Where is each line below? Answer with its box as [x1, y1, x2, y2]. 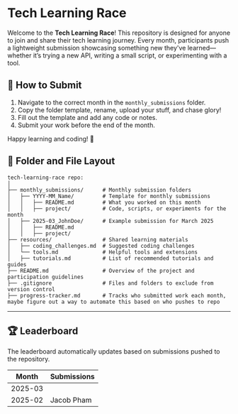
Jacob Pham [50, 396, 92, 405]
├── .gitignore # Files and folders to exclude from [7, 279, 214, 287]
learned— [187, 43, 217, 52]
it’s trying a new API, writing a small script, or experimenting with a [33, 51, 227, 60]
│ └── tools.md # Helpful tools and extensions [7, 249, 198, 256]
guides [7, 261, 27, 268]
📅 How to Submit [7, 80, 82, 92]
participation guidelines [7, 273, 84, 280]
